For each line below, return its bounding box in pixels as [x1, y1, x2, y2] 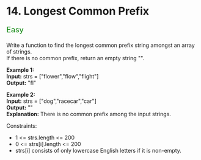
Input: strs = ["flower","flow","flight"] [6, 73, 99, 80]
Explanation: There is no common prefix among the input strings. [6, 111, 171, 118]
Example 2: [6, 91, 35, 99]
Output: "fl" [6, 79, 37, 86]
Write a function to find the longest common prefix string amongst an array [6, 41, 196, 49]
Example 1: [6, 66, 35, 74]
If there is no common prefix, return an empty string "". [6, 55, 145, 62]
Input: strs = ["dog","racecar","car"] [6, 97, 97, 105]
